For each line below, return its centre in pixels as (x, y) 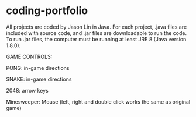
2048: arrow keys (27, 90)
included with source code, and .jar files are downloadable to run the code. (97, 33)
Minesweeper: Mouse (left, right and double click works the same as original (98, 102)
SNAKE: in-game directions (39, 79)
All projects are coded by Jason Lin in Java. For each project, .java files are (97, 27)
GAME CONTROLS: (29, 56)
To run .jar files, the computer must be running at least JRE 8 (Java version (96, 39)
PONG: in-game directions (38, 68)
